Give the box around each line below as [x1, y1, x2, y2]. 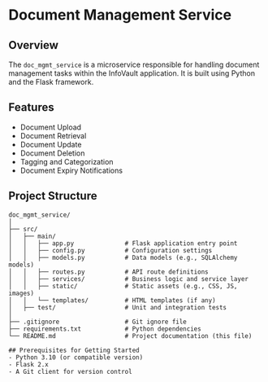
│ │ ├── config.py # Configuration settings [8, 246, 213, 254]
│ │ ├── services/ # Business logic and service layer [8, 274, 249, 283]
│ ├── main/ [8, 232, 57, 240]
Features [8, 100, 54, 115]
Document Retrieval [19, 130, 87, 140]
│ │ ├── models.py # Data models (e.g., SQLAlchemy [8, 253, 238, 261]
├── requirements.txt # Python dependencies [8, 324, 201, 333]
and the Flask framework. [8, 77, 94, 86]
